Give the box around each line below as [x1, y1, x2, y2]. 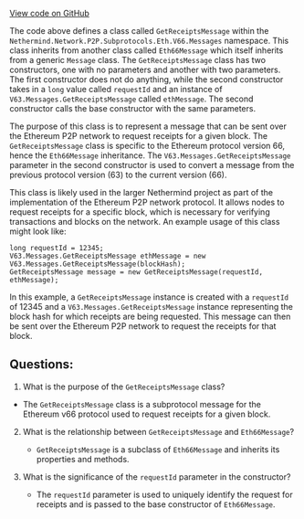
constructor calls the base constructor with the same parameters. [9, 103, 257, 113]
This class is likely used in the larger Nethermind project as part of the [9, 187, 274, 197]
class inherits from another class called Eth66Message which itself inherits [9, 45, 284, 56]
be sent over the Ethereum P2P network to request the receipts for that [9, 321, 277, 332]
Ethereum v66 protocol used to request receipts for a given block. [22, 408, 271, 419]
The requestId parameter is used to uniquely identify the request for [36, 489, 294, 500]
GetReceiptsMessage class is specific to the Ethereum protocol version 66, [9, 141, 286, 151]
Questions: [9, 356, 74, 373]
